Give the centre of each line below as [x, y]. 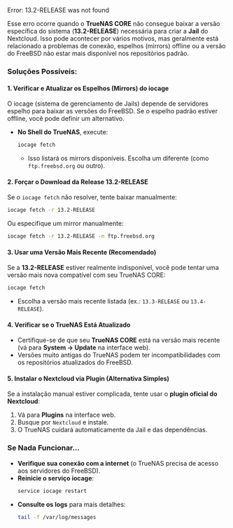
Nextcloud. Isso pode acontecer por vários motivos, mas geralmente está [113, 38]
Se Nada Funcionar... [44, 448]
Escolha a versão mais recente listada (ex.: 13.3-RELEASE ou [103, 301]
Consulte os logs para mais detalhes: [71, 504]
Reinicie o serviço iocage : [56, 478]
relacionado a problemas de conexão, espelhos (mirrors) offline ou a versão [116, 46]
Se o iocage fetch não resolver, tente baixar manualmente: [92, 197]
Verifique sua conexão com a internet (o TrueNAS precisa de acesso [118, 463]
